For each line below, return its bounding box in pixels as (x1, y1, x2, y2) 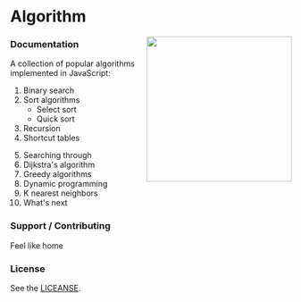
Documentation (10, 38, 79, 51)
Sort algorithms (22, 95, 80, 105)
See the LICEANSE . (10, 283, 81, 294)
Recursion (22, 123, 61, 134)
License (10, 262, 46, 274)
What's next (22, 197, 68, 208)
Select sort (36, 105, 77, 115)
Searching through (22, 150, 92, 161)
